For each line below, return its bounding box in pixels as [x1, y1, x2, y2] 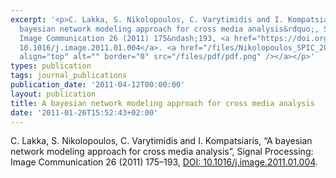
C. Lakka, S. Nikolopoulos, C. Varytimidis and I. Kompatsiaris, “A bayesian [10, 135, 313, 147]
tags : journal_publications [10, 71, 128, 81]
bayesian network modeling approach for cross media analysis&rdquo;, [19, 24, 320, 34]
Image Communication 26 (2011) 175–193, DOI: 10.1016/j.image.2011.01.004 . [10, 156, 318, 168]
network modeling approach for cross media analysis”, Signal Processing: [10, 146, 314, 158]
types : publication [10, 61, 92, 71]
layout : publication [10, 89, 97, 99]
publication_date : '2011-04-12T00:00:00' [10, 80, 186, 90]
